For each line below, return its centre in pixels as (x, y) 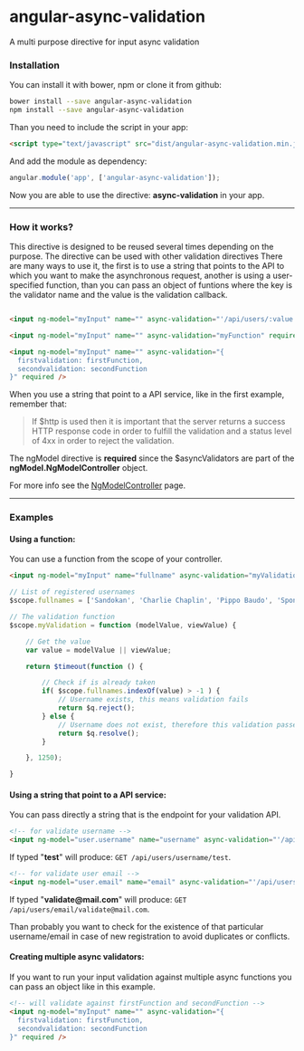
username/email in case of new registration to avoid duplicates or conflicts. (150, 936)
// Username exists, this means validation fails (153, 700)
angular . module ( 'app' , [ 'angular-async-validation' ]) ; (115, 177)
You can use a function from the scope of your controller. (116, 559)
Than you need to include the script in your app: (99, 127)
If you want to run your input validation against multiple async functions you (151, 977)
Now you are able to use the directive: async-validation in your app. (137, 195)
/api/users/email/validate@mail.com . (80, 909)
